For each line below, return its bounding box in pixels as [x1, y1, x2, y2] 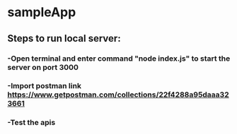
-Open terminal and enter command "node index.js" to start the [7, 54, 231, 63]
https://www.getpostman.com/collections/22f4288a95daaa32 [7, 90, 229, 99]
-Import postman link [7, 81, 81, 91]
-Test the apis [7, 118, 56, 128]
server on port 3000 [7, 62, 79, 72]
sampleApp [7, 4, 76, 20]
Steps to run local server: [7, 32, 122, 44]
